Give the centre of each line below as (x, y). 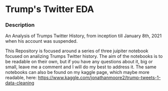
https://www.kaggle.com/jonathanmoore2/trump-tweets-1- (99, 78)
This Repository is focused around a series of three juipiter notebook (77, 51)
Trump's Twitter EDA (50, 9)
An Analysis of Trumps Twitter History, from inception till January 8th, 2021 (83, 36)
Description (20, 25)
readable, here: (21, 78)
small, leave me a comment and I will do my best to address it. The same (81, 67)
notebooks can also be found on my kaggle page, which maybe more (77, 72)
